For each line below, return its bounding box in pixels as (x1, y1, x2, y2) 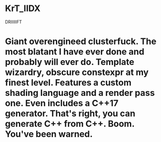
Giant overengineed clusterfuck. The (5, 36, 157, 47)
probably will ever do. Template (5, 57, 134, 68)
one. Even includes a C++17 (5, 98, 119, 109)
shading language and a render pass (5, 88, 155, 98)
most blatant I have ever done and (5, 47, 145, 57)
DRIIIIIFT (5, 19, 22, 25)
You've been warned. (5, 129, 93, 140)
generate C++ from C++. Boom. (5, 118, 135, 129)
